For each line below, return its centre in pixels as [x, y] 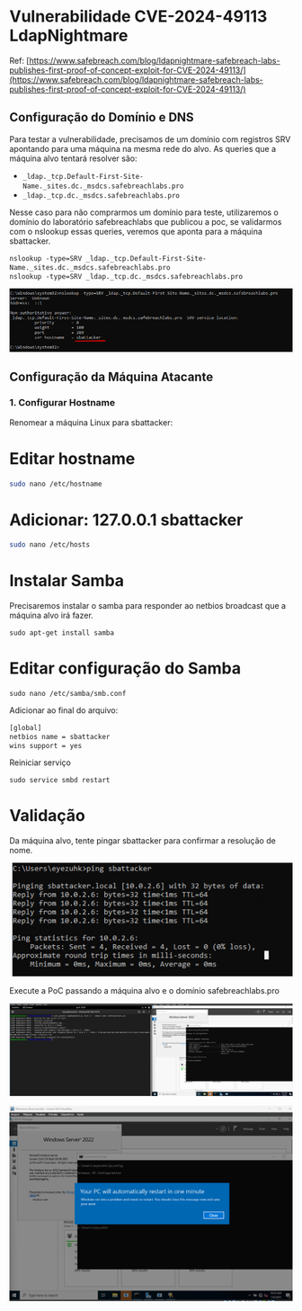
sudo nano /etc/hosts [50, 545]
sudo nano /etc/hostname [56, 484]
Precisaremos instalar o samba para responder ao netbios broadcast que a [147, 606]
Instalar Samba [67, 581]
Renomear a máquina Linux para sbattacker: [91, 422]
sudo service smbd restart [60, 780]
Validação [47, 816]
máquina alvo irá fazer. [52, 615]
